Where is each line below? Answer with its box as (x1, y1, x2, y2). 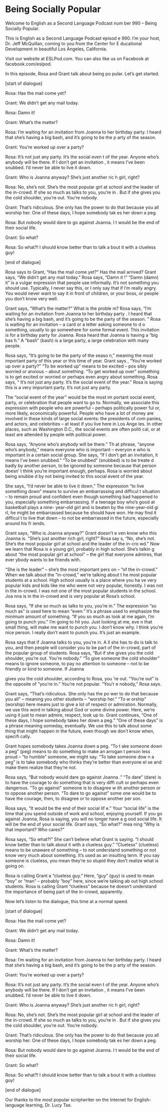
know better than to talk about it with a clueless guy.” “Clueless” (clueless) (5, 841, 159, 847)
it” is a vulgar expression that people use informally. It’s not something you (5, 280, 159, 286)
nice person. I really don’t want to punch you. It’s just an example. (5, 629, 140, 636)
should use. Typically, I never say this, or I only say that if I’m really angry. (5, 285, 157, 291)
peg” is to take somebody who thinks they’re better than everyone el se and (5, 759, 162, 765)
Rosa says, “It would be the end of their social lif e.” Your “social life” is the (5, 805, 159, 811)
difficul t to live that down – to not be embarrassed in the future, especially (5, 515, 159, 521)
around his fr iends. (5, 520, 46, 526)
